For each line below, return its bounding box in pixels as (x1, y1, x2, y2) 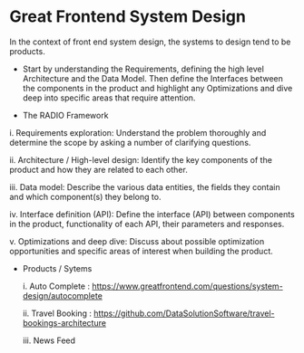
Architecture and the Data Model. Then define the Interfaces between (22, 72, 283, 83)
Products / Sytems (22, 262, 93, 273)
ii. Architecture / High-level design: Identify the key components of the (9, 154, 272, 165)
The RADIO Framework (22, 110, 109, 120)
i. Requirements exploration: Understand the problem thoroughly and (9, 127, 267, 138)
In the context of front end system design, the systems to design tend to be (9, 36, 291, 47)
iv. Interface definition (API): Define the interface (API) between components (9, 208, 295, 219)
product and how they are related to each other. (9, 164, 188, 175)
